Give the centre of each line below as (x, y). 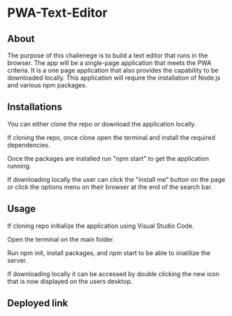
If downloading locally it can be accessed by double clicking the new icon (114, 273)
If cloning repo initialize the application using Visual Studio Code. (101, 226)
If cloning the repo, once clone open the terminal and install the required (111, 137)
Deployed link (38, 303)
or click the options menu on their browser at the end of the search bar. (110, 187)
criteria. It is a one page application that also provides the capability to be (113, 70)
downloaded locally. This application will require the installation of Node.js (114, 78)
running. (19, 166)
